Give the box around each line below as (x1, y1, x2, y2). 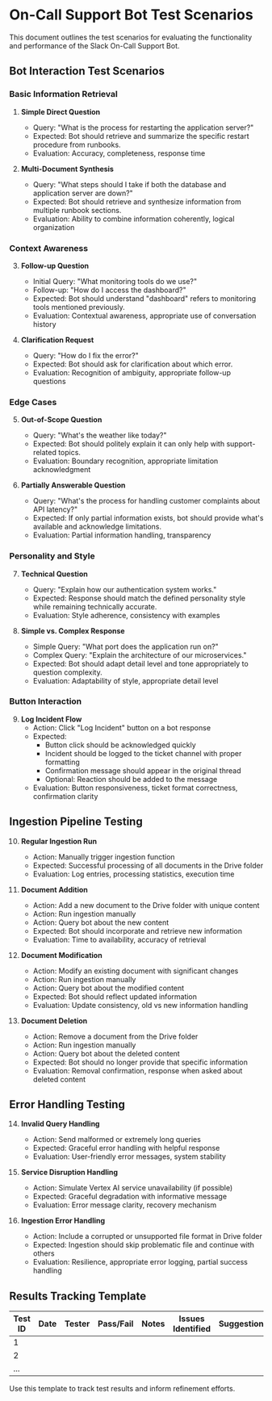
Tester (64, 1318, 90, 1329)
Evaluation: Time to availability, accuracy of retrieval (32, 935, 207, 944)
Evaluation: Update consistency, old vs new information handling (32, 1000, 249, 1010)
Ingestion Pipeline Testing (9, 815, 144, 829)
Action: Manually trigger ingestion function (32, 851, 176, 861)
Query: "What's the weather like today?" (32, 430, 168, 441)
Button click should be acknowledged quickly (44, 740, 196, 750)
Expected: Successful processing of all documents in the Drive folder (32, 860, 264, 870)
